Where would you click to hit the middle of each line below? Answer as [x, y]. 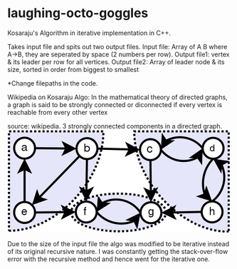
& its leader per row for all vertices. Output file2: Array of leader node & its [116, 61]
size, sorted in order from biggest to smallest [73, 69]
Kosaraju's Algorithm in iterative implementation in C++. [89, 33]
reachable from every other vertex [58, 112]
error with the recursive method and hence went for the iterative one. [109, 259]
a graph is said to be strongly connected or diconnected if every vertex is [115, 104]
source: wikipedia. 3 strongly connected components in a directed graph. [115, 126]
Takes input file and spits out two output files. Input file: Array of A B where [117, 46]
